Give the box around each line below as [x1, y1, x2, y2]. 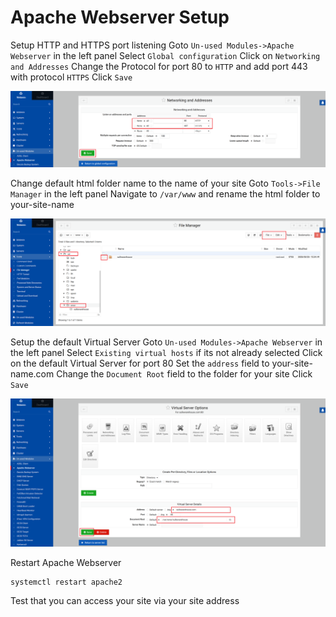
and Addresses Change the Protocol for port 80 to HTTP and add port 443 [10, 60, 308, 72]
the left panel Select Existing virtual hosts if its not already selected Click [10, 347, 323, 359]
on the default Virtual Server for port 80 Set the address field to [10, 357, 270, 370]
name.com [10, 368, 55, 380]
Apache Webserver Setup [10, 6, 230, 29]
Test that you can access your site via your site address [10, 595, 240, 607]
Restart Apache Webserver [10, 557, 122, 569]
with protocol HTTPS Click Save [10, 71, 133, 83]
